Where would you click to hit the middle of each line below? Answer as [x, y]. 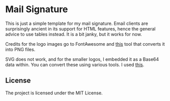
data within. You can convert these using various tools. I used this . [75, 64]
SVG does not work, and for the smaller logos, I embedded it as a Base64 [82, 59]
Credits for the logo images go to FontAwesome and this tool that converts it [85, 44]
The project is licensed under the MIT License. [54, 93]
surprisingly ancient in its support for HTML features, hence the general [81, 28]
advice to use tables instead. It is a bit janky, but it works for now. [74, 34]
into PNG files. [20, 49]
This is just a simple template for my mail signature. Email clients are [77, 23]
